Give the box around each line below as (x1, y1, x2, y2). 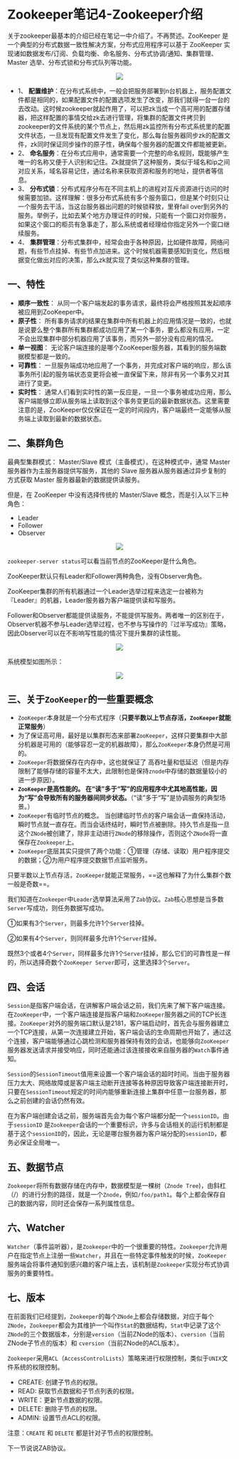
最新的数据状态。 (55, 414, 105, 423)
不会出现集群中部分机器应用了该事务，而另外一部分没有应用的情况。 (17, 334, 218, 342)
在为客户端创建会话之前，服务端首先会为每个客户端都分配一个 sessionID (7, 1112, 217, 1120)
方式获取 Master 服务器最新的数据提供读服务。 (7, 475, 144, 484)
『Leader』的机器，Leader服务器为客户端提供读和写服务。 (7, 596, 180, 604)
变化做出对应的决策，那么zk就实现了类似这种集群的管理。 (23, 256, 193, 264)
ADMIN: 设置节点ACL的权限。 (17, 1413, 105, 1422)
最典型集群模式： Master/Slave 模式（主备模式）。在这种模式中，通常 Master (7, 457, 230, 466)
